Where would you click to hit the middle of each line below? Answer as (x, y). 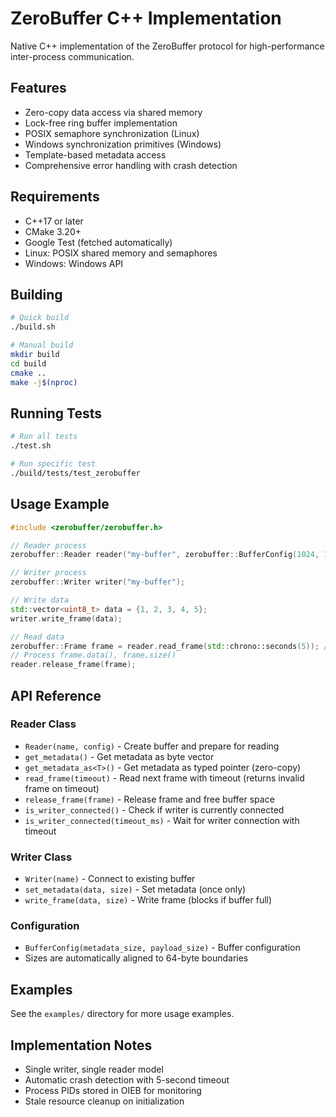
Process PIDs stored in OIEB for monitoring (113, 1091)
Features (38, 88)
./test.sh (31, 446)
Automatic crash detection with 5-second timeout (127, 1080)
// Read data (37, 637)
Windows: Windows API (74, 263)
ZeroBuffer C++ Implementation (146, 18)
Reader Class (43, 724)
